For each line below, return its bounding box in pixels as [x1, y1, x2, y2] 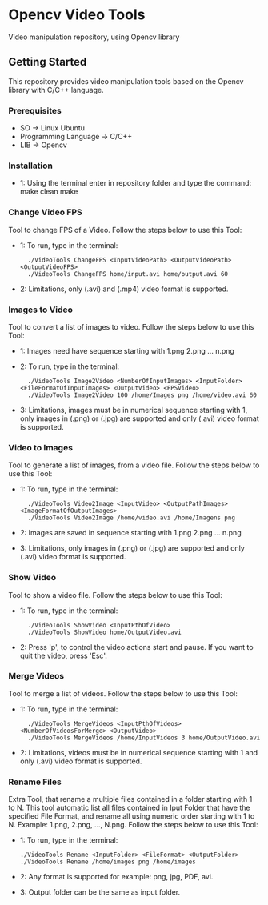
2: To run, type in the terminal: [19, 362, 120, 371]
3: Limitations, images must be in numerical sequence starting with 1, [19, 405, 248, 414]
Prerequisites [8, 105, 62, 116]
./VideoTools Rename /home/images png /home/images [19, 858, 196, 866]
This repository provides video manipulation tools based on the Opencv [8, 76, 244, 86]
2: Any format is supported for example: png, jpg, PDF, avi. [19, 872, 214, 882]
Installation [8, 160, 54, 171]
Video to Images [8, 442, 74, 453]
